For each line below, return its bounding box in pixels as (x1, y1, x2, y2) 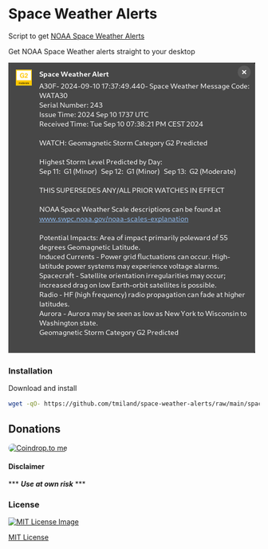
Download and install (8, 384, 77, 393)
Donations (8, 422, 61, 436)
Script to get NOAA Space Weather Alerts (8, 31, 145, 41)
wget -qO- (8, 400, 41, 408)
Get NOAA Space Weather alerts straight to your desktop (8, 46, 195, 56)
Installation (8, 365, 53, 376)
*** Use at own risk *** (8, 480, 86, 489)
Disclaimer (8, 461, 45, 471)
